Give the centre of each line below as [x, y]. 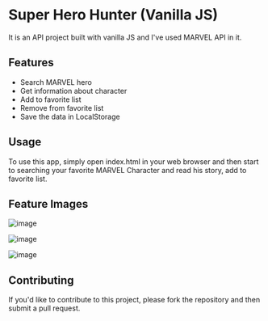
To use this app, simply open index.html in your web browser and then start [134, 161]
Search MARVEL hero [56, 82]
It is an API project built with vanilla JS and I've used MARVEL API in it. [125, 37]
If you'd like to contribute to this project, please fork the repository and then [134, 300]
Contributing [41, 280]
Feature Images [48, 204]
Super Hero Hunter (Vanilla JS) [113, 15]
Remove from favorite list [62, 108]
